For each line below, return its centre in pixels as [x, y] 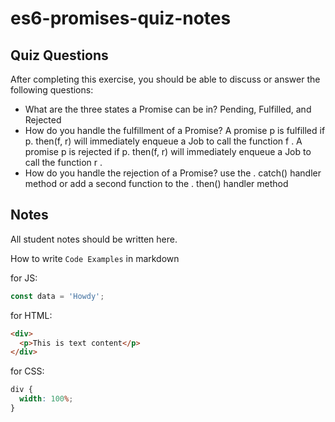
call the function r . [63, 162]
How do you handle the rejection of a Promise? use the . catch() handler [173, 173]
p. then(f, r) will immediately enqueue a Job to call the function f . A [163, 141]
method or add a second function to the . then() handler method [156, 183]
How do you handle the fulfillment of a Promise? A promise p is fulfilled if [175, 130]
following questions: [52, 90]
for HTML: [31, 315]
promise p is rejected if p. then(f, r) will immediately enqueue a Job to [168, 151]
